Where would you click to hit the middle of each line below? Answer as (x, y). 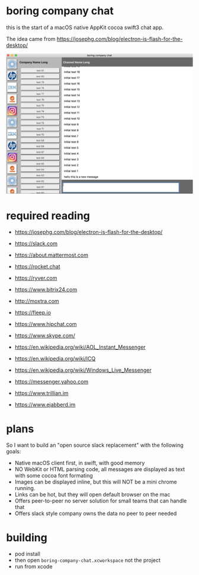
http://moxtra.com (37, 301)
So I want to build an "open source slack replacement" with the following (95, 445)
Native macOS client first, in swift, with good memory (80, 463)
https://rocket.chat (37, 267)
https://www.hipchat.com (46, 324)
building (27, 537)
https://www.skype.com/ (45, 336)
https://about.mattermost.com (52, 255)
